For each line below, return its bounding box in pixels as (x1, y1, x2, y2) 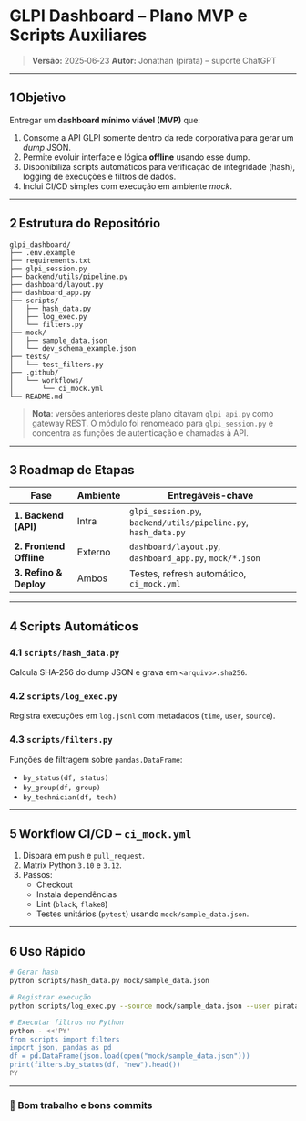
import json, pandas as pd (9, 1043, 112, 1052)
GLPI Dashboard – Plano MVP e (9, 5, 248, 26)
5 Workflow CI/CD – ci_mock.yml (9, 826, 192, 841)
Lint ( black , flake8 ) (36, 899, 108, 910)
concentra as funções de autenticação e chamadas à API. (31, 427, 249, 439)
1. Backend (14, 509, 64, 522)
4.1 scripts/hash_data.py (9, 646, 120, 659)
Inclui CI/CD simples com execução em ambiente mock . (22, 180, 233, 192)
